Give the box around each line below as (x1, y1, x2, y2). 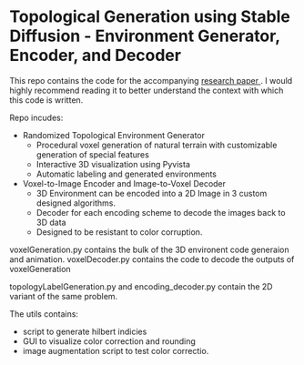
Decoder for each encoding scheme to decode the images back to (35, 207, 286, 218)
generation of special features (35, 148, 150, 160)
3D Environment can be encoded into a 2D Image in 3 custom (35, 188, 268, 198)
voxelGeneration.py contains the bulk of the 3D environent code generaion (9, 244, 289, 255)
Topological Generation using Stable (9, 6, 291, 27)
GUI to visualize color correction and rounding (22, 335, 196, 347)
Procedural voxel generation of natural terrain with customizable (35, 139, 278, 150)
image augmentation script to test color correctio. (22, 345, 209, 356)
